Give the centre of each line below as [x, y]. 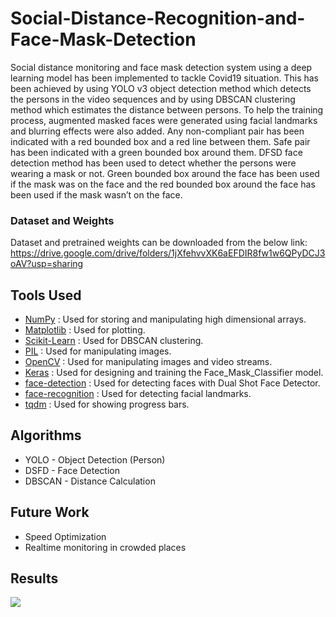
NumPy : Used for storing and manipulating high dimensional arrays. [165, 319]
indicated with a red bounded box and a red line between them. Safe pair [160, 141]
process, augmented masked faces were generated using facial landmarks [164, 120]
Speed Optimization [65, 536]
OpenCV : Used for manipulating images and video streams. [148, 362]
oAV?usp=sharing [47, 264]
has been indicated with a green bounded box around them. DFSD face [156, 152]
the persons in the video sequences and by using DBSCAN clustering [153, 99]
